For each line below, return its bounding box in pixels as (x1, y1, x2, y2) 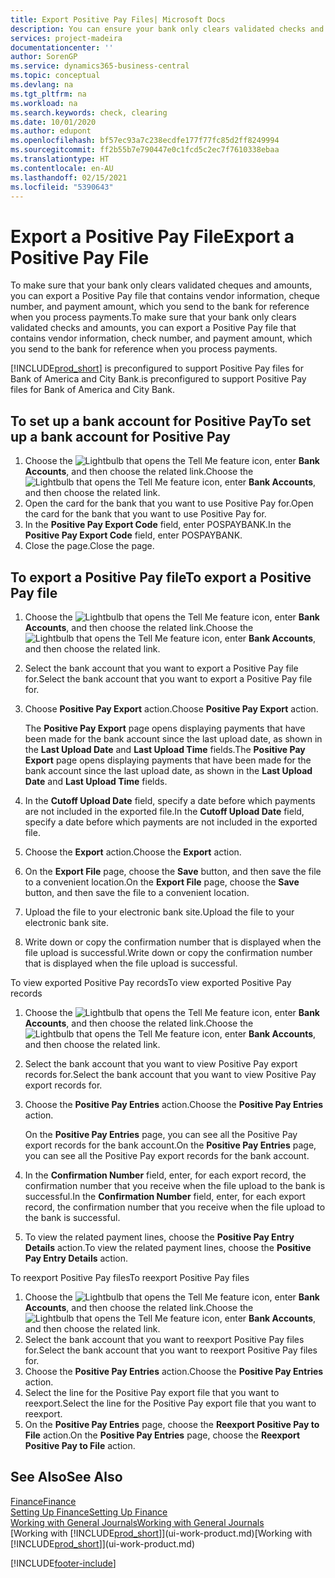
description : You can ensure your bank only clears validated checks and (10, 24, 325, 34)
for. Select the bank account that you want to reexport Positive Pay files (24, 1344, 318, 1356)
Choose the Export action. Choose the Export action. (24, 846, 242, 858)
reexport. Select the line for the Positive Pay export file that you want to (24, 1397, 317, 1409)
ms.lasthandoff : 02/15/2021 (10, 172, 128, 183)
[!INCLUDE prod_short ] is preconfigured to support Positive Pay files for (10, 362, 304, 375)
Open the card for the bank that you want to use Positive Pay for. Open (24, 497, 314, 510)
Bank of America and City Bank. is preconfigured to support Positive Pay (10, 373, 307, 385)
